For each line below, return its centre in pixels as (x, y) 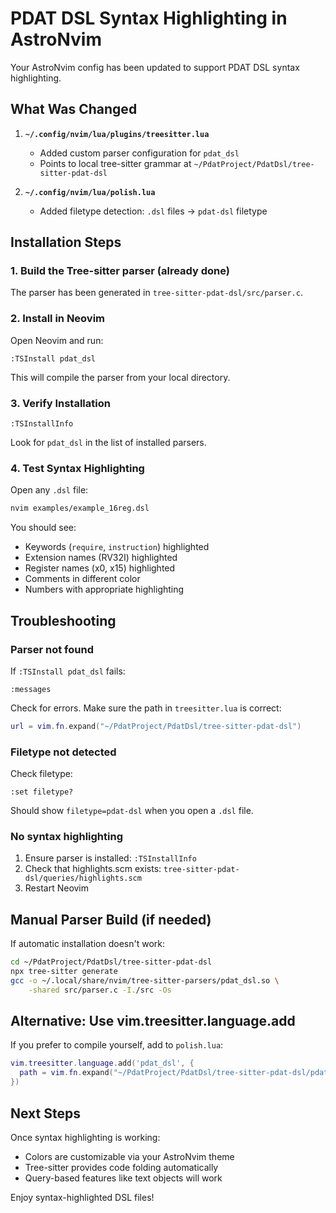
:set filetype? (42, 792)
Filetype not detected (63, 752)
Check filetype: (41, 774)
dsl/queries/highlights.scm (83, 878)
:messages (31, 689)
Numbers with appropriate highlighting (104, 589)
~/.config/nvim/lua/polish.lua (90, 192)
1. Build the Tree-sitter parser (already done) (120, 271)
